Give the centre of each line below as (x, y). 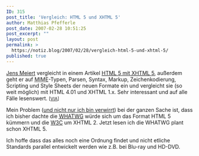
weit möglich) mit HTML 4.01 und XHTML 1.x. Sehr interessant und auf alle (97, 92)
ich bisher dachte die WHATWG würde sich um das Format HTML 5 (89, 116)
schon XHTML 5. (27, 129)
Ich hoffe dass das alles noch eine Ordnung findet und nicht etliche (88, 140)
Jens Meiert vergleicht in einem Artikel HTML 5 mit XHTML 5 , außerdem (94, 73)
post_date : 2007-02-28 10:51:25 (46, 28)
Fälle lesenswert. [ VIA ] (33, 98)
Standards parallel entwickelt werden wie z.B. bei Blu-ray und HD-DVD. (93, 146)
